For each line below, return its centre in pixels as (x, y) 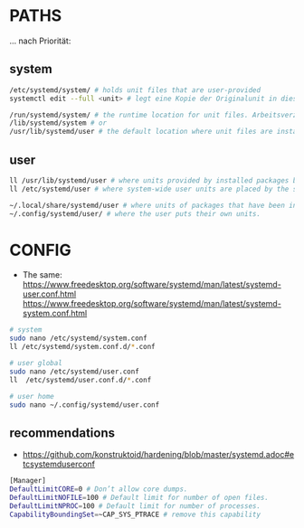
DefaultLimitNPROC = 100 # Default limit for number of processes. (135, 506)
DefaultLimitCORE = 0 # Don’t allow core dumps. (99, 489)
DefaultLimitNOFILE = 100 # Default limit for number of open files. (139, 497)
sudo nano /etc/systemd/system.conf (78, 339)
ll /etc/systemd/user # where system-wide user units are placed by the (149, 189)
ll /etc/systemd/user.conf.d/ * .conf (81, 380)
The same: (42, 275)
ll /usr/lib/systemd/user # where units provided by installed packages (149, 180)
